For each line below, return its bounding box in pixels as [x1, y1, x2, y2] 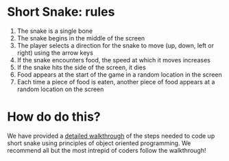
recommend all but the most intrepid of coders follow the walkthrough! [7, 146, 206, 154]
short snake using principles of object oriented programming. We [7, 138, 191, 147]
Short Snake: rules [7, 4, 115, 20]
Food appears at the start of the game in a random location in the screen [16, 70, 222, 79]
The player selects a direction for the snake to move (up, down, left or [16, 41, 215, 49]
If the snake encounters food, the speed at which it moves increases [16, 55, 210, 64]
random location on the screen [16, 85, 104, 93]
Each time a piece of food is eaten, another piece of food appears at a [16, 77, 215, 86]
